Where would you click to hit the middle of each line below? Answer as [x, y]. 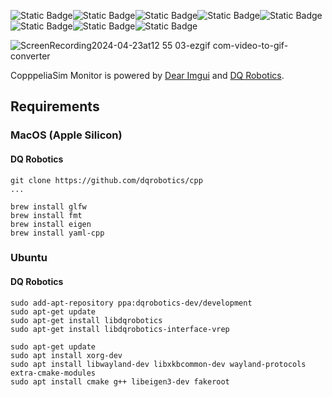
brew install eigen [51, 224]
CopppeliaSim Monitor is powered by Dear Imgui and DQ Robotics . [147, 75]
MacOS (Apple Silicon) [66, 135]
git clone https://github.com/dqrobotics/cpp [106, 180]
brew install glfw [48, 206]
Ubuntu [29, 258]
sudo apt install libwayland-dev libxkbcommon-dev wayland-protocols [158, 364]
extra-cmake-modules [53, 373]
